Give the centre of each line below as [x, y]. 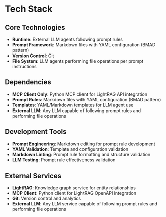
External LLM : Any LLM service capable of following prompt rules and [85, 204]
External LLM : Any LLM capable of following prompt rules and [76, 110]
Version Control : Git [33, 56]
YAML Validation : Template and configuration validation [70, 149]
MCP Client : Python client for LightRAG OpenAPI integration [74, 193]
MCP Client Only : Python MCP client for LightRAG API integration [80, 94]
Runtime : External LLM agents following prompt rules [67, 39]
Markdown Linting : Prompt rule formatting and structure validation [81, 154]
